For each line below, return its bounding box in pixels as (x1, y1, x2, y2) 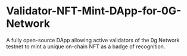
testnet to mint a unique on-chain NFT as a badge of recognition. (6, 43, 166, 50)
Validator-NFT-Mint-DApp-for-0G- (6, 4, 182, 18)
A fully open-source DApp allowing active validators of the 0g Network (6, 36, 180, 43)
